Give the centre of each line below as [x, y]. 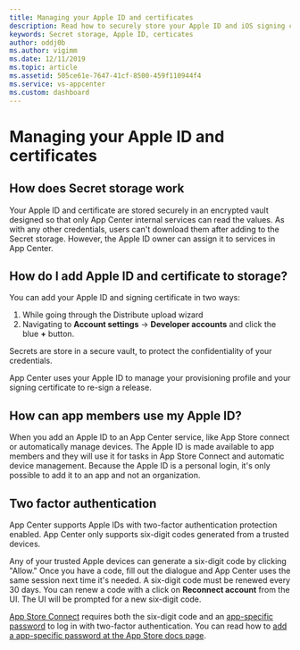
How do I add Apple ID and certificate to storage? [149, 276]
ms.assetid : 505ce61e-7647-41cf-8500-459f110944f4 [105, 76]
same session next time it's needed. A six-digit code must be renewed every [150, 580]
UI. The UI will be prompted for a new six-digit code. [105, 599]
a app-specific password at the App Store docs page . [108, 635]
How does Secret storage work [97, 189]
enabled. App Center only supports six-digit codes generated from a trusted [149, 534]
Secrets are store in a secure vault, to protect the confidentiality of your [141, 351]
